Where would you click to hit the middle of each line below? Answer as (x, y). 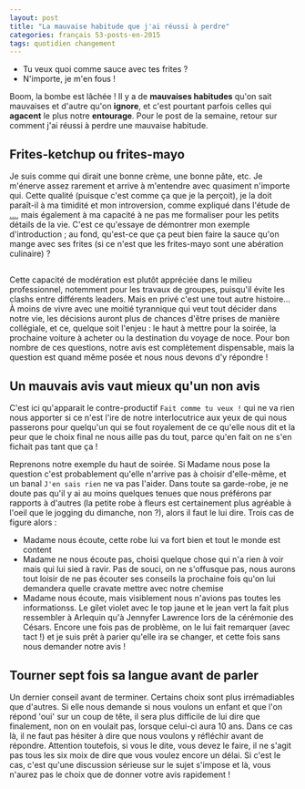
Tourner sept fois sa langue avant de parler (134, 675)
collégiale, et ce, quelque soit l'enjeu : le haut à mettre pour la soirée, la (143, 328)
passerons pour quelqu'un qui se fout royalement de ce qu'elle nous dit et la (152, 427)
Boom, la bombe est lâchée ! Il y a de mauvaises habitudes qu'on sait (141, 97)
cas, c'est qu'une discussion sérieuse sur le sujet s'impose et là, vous (140, 765)
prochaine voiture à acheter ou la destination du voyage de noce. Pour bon (150, 338)
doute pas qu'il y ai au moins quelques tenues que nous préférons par (141, 494)
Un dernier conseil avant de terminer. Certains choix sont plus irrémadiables (152, 697)
